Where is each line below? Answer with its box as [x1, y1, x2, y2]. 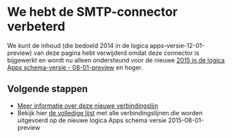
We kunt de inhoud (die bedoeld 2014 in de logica [7, 41, 148, 49]
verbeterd [7, 19, 66, 34]
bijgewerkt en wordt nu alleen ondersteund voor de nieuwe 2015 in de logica [7, 56, 225, 64]
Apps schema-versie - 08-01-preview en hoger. [7, 63, 144, 71]
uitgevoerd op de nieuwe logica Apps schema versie [17, 116, 167, 124]
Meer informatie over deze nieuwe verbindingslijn [17, 101, 159, 110]
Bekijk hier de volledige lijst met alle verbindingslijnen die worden [17, 108, 203, 117]
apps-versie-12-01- [149, 41, 205, 49]
